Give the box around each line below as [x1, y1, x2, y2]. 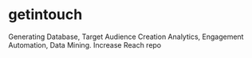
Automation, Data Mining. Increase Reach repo [8, 40, 162, 49]
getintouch [8, 6, 83, 24]
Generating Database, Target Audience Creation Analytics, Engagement [8, 32, 244, 41]
